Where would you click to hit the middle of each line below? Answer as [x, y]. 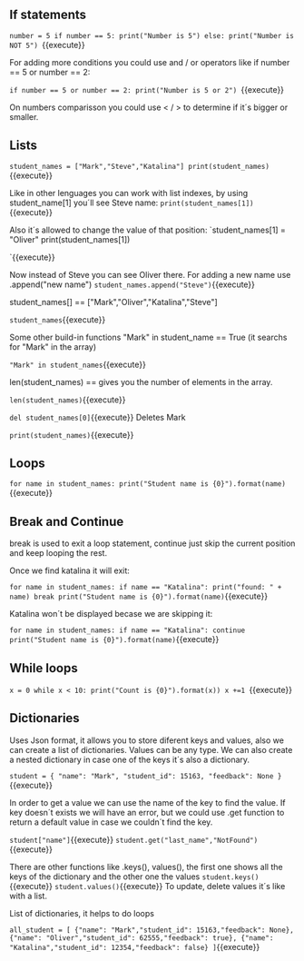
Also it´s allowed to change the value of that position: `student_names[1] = [147, 230]
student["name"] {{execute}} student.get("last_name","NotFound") [134, 839]
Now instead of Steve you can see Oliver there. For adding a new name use [150, 274]
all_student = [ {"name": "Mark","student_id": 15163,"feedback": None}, [152, 930]
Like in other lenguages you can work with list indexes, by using [129, 193]
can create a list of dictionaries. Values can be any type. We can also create [151, 749]
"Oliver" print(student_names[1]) [70, 239]
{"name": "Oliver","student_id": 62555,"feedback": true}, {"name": [142, 938]
